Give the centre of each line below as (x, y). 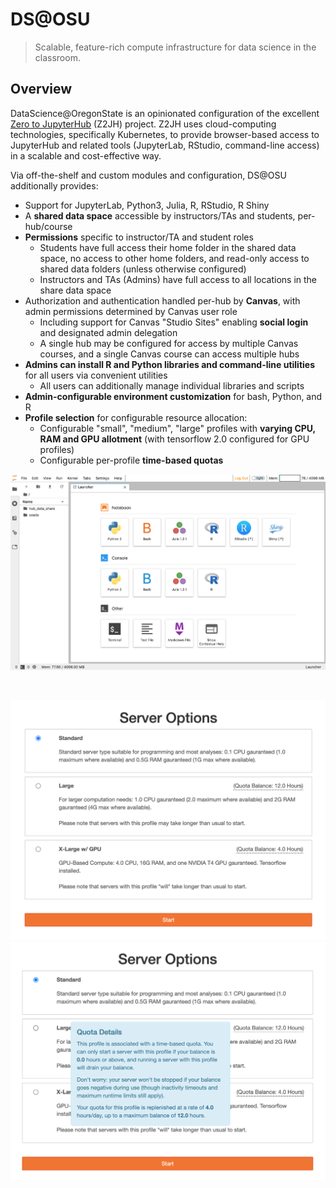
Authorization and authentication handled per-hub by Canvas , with (162, 300)
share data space (75, 290)
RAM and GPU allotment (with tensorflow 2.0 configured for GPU (174, 439)
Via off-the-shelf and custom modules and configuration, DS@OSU (148, 175)
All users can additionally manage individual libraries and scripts (172, 385)
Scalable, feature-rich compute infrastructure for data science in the (175, 47)
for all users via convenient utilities (96, 375)
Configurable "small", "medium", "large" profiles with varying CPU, (177, 428)
